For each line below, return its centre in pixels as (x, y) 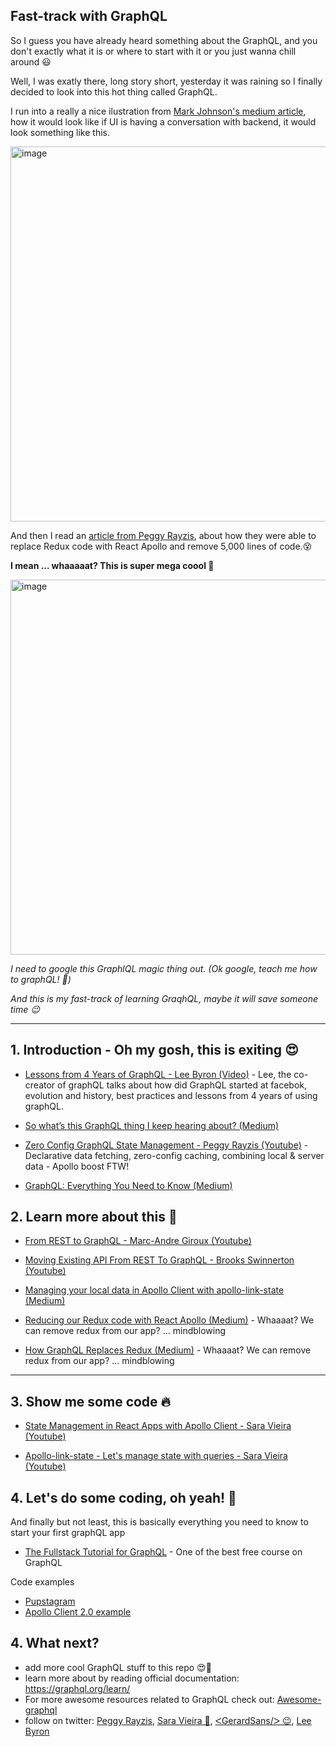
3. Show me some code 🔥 (91, 1401)
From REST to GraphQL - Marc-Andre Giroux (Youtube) (138, 1241)
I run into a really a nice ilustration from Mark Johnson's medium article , (158, 111)
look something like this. (60, 132)
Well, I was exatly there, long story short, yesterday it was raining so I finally (166, 81)
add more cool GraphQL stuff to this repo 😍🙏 (118, 1667)
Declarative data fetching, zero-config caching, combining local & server (174, 1155)
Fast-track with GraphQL (89, 16)
